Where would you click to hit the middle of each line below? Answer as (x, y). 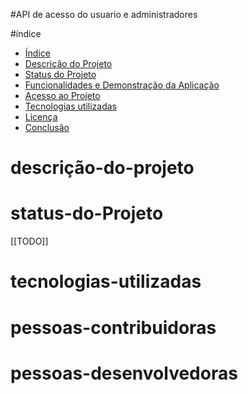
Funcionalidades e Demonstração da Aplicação (122, 85)
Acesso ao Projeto (62, 95)
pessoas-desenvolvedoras (124, 373)
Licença (41, 117)
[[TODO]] (29, 241)
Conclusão (47, 127)
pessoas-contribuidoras (113, 327)
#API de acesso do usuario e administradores (104, 14)
